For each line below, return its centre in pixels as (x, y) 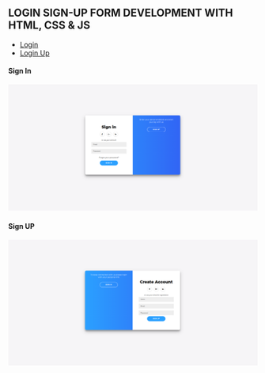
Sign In (20, 71)
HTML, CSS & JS (49, 26)
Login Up (34, 53)
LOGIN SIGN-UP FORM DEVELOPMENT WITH (121, 13)
